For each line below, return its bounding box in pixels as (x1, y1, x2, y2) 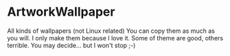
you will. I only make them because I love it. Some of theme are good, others (7, 33, 224, 42)
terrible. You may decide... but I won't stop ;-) (7, 41, 136, 49)
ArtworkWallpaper (7, 4, 115, 20)
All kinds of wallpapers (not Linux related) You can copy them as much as (7, 27, 215, 35)
